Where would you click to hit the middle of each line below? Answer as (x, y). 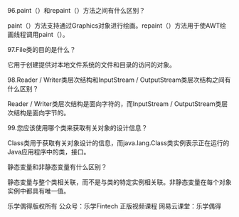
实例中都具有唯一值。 (38, 191)
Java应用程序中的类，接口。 (49, 152)
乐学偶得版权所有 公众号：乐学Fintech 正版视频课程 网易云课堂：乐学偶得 (115, 206)
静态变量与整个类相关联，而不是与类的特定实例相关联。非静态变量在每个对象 (119, 182)
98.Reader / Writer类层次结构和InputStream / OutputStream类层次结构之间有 (119, 80)
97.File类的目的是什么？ (42, 49)
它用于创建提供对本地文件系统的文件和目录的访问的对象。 (91, 65)
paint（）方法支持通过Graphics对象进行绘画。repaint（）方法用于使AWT (114, 26)
